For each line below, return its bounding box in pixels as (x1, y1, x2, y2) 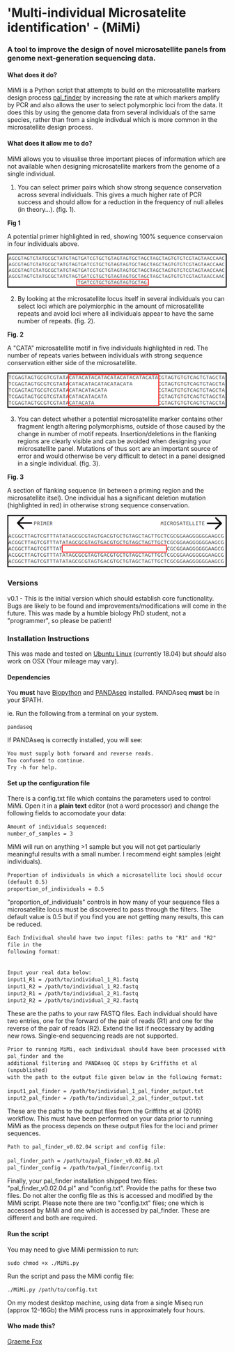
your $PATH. (7, 696, 44, 705)
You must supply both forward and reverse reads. (7, 751, 155, 758)
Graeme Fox (7, 1337, 42, 1346)
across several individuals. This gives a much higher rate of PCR (17, 190, 202, 199)
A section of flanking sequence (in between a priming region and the (7, 486, 204, 494)
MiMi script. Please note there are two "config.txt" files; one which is (7, 1199, 205, 1207)
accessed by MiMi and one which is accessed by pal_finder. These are (7, 1206, 210, 1215)
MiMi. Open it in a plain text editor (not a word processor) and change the (7, 801, 219, 810)
